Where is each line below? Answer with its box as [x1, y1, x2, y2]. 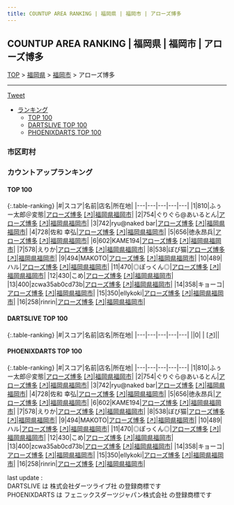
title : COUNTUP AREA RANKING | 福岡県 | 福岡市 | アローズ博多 [7, 10, 182, 17]
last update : [7, 473, 43, 482]
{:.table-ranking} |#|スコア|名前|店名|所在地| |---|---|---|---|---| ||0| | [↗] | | [7, 330, 220, 339]
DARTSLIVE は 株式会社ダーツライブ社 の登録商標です [7, 481, 162, 490]
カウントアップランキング [7, 168, 93, 177]
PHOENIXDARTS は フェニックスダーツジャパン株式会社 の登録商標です [7, 490, 212, 499]
